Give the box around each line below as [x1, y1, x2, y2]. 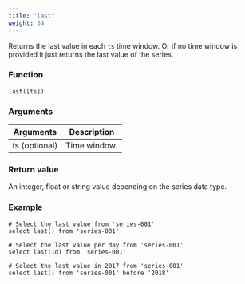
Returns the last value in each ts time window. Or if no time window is [8, 41, 238, 50]
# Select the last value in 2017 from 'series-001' [8, 262, 184, 270]
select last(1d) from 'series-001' [8, 248, 127, 256]
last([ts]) [8, 87, 45, 96]
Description [69, 127, 115, 138]
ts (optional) [12, 140, 58, 152]
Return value [8, 164, 59, 176]
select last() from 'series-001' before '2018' [8, 269, 170, 277]
